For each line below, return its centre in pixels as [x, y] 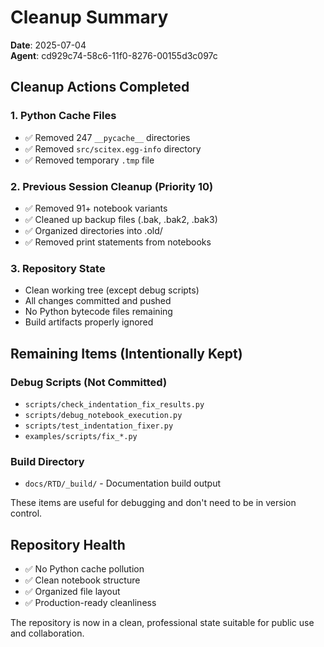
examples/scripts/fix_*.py [81, 436]
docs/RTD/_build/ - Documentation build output [123, 483]
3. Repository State [58, 268]
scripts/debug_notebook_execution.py [103, 415]
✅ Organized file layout [72, 592]
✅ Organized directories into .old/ [93, 230]
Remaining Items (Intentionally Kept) [126, 353]
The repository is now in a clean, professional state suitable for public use [162, 623]
